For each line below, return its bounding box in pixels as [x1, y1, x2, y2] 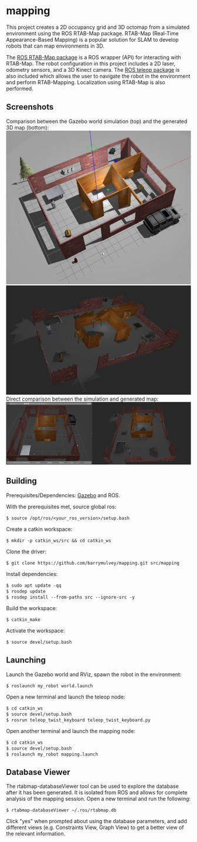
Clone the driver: [6, 548, 47, 555]
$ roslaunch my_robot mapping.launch [6, 751, 98, 757]
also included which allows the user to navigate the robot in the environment [6, 72, 191, 79]
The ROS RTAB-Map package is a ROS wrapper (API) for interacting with [6, 54, 182, 61]
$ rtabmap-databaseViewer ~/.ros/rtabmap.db [6, 807, 117, 813]
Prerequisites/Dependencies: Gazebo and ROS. [6, 491, 120, 498]
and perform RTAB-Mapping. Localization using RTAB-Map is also [6, 78, 165, 86]
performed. [6, 85, 33, 92]
